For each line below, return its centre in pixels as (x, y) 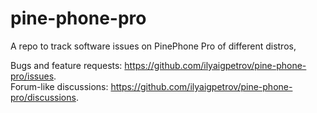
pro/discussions (43, 97)
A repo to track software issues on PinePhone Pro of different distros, (153, 46)
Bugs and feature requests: (66, 65)
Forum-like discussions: (59, 86)
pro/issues (32, 76)
